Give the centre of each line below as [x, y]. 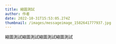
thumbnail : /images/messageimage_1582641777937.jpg [58, 23]
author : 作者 [17, 14]
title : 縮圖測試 [20, 9]
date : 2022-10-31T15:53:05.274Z [37, 18]
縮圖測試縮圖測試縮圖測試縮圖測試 [39, 37]
